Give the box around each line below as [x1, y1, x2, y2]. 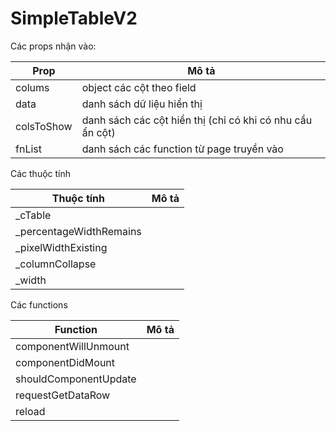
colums [15, 80, 50, 94]
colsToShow [15, 119, 73, 133]
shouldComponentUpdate [15, 372, 137, 386]
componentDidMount [15, 355, 116, 369]
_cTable [15, 208, 52, 222]
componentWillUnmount [15, 339, 130, 353]
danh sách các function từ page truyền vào [81, 142, 284, 156]
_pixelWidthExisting [15, 240, 108, 254]
